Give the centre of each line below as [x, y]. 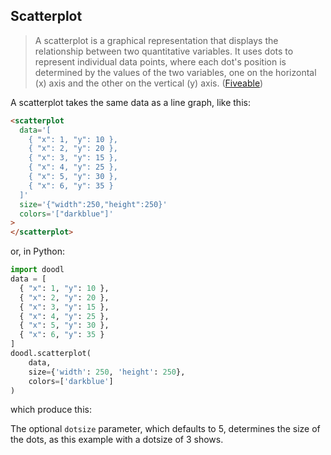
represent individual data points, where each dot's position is [160, 61]
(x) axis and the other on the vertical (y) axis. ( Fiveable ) [149, 83]
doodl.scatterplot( [51, 354]
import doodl [37, 270]
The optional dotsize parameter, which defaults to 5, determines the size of [165, 429]
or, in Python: [37, 251]
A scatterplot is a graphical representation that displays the [156, 40]
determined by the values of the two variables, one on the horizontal [175, 72]
